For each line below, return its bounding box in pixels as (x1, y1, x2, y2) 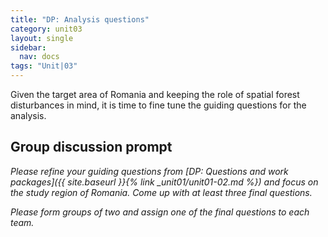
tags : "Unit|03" (10, 61, 78, 71)
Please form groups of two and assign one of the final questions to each (10, 206, 310, 218)
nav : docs (19, 52, 60, 62)
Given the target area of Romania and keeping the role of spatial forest (10, 89, 300, 100)
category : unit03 (10, 24, 83, 34)
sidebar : (10, 42, 47, 53)
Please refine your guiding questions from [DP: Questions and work (10, 165, 289, 177)
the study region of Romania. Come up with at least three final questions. (10, 186, 313, 198)
